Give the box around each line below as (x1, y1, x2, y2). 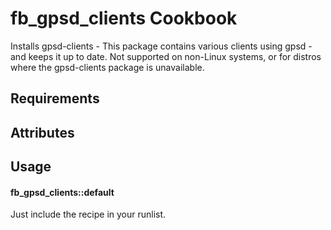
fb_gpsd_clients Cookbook (10, 7, 238, 30)
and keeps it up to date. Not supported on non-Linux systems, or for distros (10, 50, 322, 62)
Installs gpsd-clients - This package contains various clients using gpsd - (10, 40, 313, 52)
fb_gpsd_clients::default (10, 186, 115, 198)
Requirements (10, 90, 100, 107)
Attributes (10, 124, 75, 141)
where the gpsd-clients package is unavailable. (10, 61, 205, 73)
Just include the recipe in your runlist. (10, 208, 167, 221)
